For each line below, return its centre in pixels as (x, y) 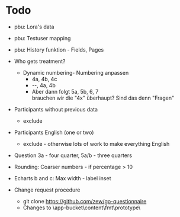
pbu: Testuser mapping (42, 38)
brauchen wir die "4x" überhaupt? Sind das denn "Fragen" (103, 98)
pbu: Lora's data (34, 27)
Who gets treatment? (40, 61)
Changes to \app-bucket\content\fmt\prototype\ (82, 208)
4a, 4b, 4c (44, 79)
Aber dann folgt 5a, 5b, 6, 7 (65, 91)
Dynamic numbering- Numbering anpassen (76, 72)
